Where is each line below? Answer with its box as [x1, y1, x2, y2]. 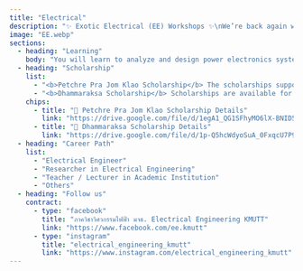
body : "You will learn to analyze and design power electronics [25, 55, 272, 64]
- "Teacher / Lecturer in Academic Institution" [32, 173, 220, 182]
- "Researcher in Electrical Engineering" [32, 164, 196, 173]
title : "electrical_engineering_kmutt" [41, 240, 192, 249]
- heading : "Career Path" [17, 139, 115, 148]
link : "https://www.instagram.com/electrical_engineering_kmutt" [41, 248, 293, 257]
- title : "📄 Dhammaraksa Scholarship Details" [32, 123, 212, 132]
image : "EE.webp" [9, 30, 75, 39]
